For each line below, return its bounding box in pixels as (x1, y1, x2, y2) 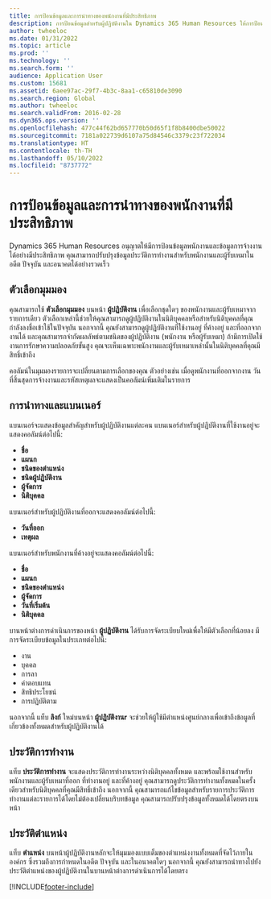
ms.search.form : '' (9, 64, 75, 72)
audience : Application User (9, 72, 104, 80)
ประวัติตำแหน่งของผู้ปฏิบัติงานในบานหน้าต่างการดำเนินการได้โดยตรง (9, 866, 188, 876)
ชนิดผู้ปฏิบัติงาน (20, 472, 63, 482)
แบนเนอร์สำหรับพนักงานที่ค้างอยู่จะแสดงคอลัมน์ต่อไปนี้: (9, 548, 154, 557)
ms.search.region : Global (9, 94, 96, 102)
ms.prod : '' (9, 49, 49, 57)
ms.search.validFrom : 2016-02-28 (9, 110, 121, 118)
